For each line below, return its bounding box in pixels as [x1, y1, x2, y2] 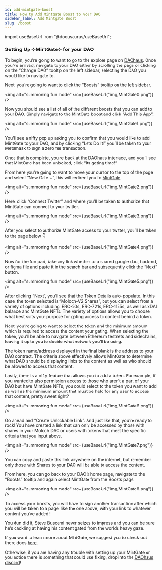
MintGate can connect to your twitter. [5, 203, 80, 209]
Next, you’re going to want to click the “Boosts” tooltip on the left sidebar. [5, 82, 151, 88]
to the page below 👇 [5, 233, 46, 239]
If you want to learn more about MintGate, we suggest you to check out [5, 535, 147, 540]
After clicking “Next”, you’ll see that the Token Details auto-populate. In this [5, 293, 155, 299]
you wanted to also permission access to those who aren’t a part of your [5, 378, 149, 384]
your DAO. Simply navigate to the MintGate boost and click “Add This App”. [5, 111, 154, 117]
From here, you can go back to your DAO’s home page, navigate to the [5, 471, 145, 477]
